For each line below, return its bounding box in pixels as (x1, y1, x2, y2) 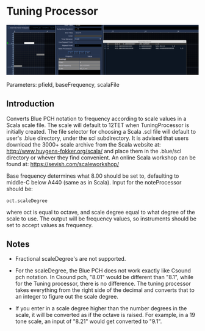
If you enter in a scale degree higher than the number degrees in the (15, 305, 187, 312)
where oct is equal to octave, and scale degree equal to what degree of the (6, 208, 195, 216)
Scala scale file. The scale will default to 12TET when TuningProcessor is (6, 121, 189, 129)
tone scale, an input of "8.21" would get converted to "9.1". (15, 318, 162, 325)
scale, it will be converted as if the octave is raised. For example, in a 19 (15, 311, 195, 319)
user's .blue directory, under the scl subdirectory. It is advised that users (6, 134, 189, 142)
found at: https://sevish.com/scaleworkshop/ (6, 160, 120, 167)
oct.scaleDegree (6, 197, 48, 204)
